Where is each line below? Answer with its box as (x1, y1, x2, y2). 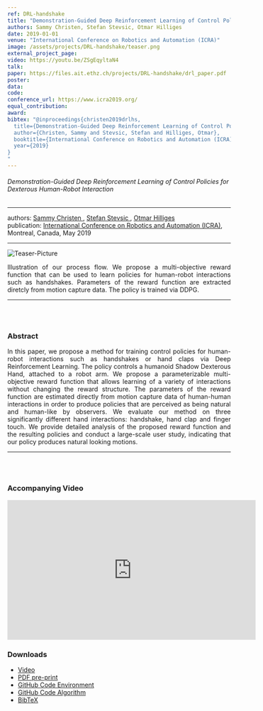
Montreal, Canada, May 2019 (7, 228, 91, 238)
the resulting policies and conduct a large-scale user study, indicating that (7, 430, 231, 439)
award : (7, 109, 27, 116)
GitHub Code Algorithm (17, 688, 86, 696)
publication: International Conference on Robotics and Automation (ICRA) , (7, 221, 223, 230)
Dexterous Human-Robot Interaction (7, 185, 114, 194)
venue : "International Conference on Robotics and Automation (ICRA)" (7, 37, 220, 44)
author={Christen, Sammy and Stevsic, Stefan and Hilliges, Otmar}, (13, 129, 220, 136)
